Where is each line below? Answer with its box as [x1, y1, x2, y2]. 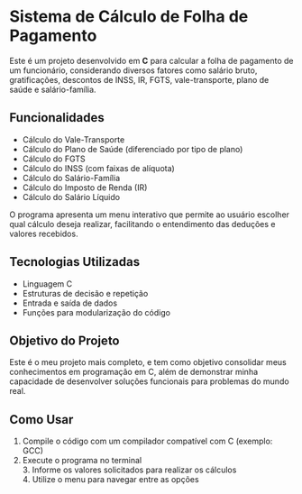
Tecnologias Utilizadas [9, 254, 141, 270]
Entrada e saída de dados [22, 297, 118, 308]
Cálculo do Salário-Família [22, 172, 120, 183]
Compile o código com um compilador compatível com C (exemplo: [22, 435, 273, 447]
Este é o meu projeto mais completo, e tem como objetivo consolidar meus [9, 357, 287, 368]
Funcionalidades [9, 110, 105, 125]
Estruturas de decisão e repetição [22, 288, 149, 298]
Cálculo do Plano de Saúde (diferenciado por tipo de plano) [22, 143, 243, 154]
